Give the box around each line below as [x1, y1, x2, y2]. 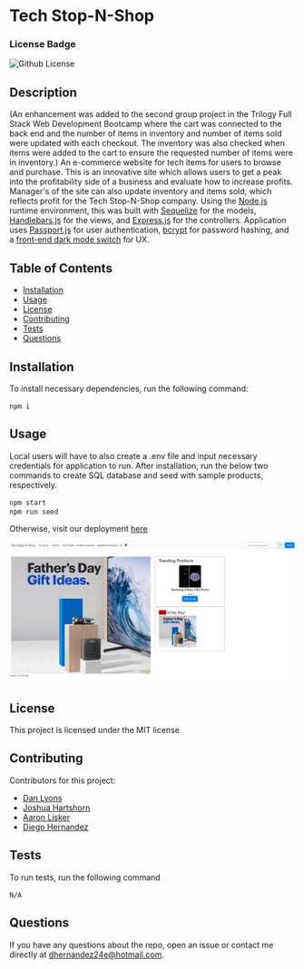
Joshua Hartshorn [22, 802, 91, 813]
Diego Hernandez [22, 821, 89, 832]
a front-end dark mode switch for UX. [9, 234, 150, 245]
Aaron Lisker [22, 811, 71, 822]
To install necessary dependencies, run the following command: [9, 383, 249, 394]
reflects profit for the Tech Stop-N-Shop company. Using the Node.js [9, 196, 268, 207]
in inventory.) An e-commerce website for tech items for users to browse [9, 157, 281, 168]
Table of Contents [9, 260, 113, 276]
